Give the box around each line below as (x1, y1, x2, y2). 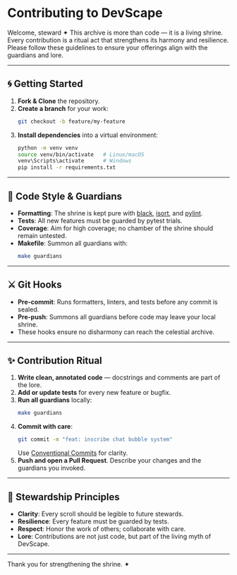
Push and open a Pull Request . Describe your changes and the (17, 456, 202, 465)
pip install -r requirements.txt (17, 164, 116, 171)
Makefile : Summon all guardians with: (17, 239, 128, 247)
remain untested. (17, 231, 67, 239)
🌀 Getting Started (7, 78, 83, 90)
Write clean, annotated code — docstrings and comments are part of (17, 373, 221, 382)
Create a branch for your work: (17, 104, 109, 112)
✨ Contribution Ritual (7, 355, 102, 367)
